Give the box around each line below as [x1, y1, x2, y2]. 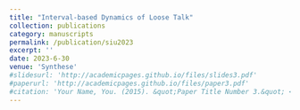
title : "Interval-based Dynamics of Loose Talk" [9, 12, 194, 22]
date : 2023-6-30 [9, 54, 70, 63]
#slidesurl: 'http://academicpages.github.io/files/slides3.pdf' [9, 71, 257, 80]
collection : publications [9, 21, 105, 30]
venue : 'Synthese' [9, 63, 78, 72]
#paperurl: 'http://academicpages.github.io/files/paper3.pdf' [9, 79, 250, 88]
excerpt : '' [9, 46, 54, 55]
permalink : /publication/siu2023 [9, 37, 134, 47]
